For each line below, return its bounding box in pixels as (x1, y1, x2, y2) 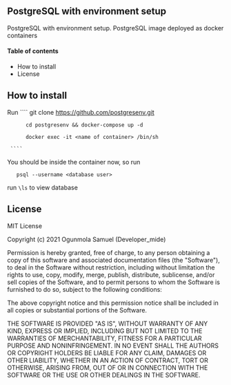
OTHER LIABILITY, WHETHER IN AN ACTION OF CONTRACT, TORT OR (7, 356, 208, 364)
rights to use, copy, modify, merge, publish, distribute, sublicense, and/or (7, 270, 215, 279)
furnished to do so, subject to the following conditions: (7, 285, 162, 293)
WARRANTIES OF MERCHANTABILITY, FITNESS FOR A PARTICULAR (7, 334, 202, 342)
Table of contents (7, 47, 59, 55)
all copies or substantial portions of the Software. (7, 306, 147, 314)
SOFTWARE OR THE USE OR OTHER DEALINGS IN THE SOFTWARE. (7, 370, 201, 379)
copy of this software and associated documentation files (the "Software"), (7, 256, 221, 264)
